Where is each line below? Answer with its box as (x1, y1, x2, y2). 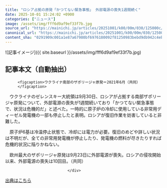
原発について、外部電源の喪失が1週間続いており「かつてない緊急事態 (13, 99, 155, 105)
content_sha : (5, 35, 32, 40)
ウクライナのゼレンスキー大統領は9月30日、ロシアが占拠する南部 (9, 93, 144, 99)
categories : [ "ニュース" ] (5, 16, 56, 21)
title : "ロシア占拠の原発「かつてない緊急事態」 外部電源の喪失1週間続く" (5, 7, 141, 12)
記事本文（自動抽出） (5, 65, 71, 74)
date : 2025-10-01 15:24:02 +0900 (5, 12, 75, 17)
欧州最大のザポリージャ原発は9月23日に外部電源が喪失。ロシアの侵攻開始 (9, 152, 161, 158)
